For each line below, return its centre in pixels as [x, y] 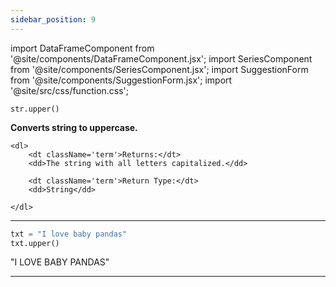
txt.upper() [35, 243]
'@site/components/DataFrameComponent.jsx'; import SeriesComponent [161, 58]
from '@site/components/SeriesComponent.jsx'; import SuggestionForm [159, 69]
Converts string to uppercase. [74, 127]
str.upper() [35, 109]
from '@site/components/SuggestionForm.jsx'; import [121, 80]
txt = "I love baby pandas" [69, 234]
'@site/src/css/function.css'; [70, 90]
